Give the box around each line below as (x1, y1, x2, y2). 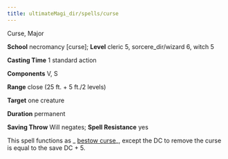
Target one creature (7, 96, 65, 104)
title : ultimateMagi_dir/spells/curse (7, 10, 119, 17)
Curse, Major (7, 29, 44, 37)
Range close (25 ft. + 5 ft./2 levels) (7, 82, 106, 91)
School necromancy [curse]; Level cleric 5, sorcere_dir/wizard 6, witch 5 (7, 42, 214, 50)
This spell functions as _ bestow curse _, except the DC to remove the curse (7, 136, 222, 144)
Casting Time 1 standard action (7, 56, 97, 64)
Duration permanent (7, 109, 66, 118)
